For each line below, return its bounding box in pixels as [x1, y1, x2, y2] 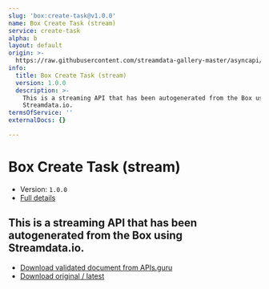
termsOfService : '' [8, 109, 74, 117]
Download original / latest [19, 271, 105, 281]
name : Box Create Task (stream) [8, 19, 116, 27]
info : [8, 64, 26, 72]
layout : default [8, 42, 62, 50]
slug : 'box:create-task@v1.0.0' [8, 11, 116, 20]
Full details [19, 193, 56, 202]
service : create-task [8, 26, 81, 35]
